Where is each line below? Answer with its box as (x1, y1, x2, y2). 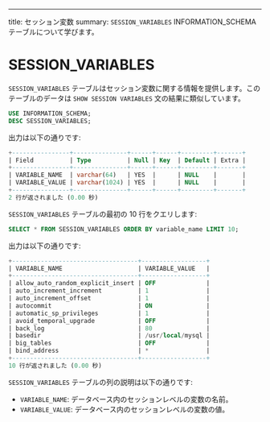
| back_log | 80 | (8, 324, 211, 333)
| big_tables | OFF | (8, 339, 211, 347)
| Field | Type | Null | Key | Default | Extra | (8, 156, 247, 164)
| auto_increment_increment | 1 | (8, 287, 211, 295)
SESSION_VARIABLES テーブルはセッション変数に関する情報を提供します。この (8, 83, 261, 93)
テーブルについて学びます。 (8, 27, 99, 36)
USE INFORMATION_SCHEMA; (8, 110, 92, 118)
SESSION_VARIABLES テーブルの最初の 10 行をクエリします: (8, 209, 198, 218)
